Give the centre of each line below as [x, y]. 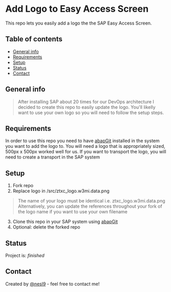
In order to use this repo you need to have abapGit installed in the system [82, 141]
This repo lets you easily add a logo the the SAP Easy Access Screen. [79, 23]
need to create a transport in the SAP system [53, 157]
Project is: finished [25, 255]
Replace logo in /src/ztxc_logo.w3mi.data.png [61, 191]
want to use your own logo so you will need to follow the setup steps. [91, 113]
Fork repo [23, 186]
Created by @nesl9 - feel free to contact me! [52, 284]
